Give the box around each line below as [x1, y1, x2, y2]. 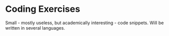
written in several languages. [5, 25, 66, 31]
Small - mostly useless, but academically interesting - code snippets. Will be [5, 20, 164, 26]
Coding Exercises [5, 3, 81, 15]
